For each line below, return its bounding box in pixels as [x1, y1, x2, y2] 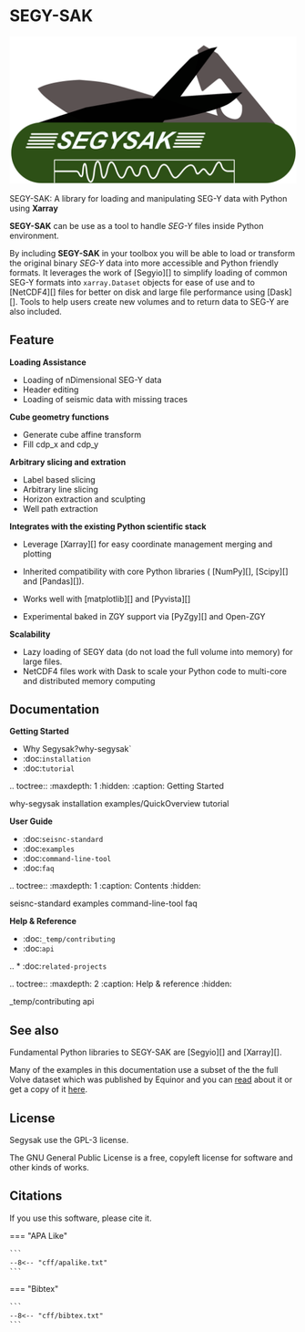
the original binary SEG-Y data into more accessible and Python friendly [9, 257, 280, 268]
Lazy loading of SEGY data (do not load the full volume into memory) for [22, 646, 293, 657]
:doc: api [22, 943, 55, 954]
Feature [9, 332, 55, 348]
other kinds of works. [9, 1162, 89, 1173]
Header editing [22, 384, 79, 395]
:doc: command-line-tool [22, 853, 112, 864]
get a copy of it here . [9, 1084, 88, 1095]
